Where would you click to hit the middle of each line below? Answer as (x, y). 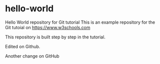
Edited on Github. (23, 46)
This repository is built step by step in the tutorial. (55, 37)
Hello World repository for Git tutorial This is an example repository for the (80, 22)
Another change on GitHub (32, 56)
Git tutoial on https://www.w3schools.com (48, 27)
